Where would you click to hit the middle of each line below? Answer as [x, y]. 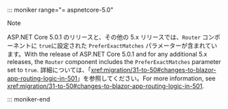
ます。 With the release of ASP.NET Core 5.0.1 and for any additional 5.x [107, 54]
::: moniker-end [29, 99]
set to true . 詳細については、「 [49, 70]
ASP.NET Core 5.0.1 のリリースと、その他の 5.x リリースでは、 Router [104, 37]
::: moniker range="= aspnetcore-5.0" [60, 10]
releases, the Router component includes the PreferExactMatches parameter [114, 62]
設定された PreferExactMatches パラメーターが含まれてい [137, 46]
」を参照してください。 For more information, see [146, 78]
